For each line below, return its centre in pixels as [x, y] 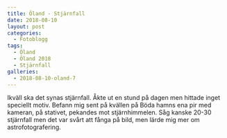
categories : [24, 33]
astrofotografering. [34, 127]
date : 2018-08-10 [32, 20]
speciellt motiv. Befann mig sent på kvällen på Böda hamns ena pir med [109, 105]
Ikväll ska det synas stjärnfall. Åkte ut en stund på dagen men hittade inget [114, 98]
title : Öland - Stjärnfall [46, 14]
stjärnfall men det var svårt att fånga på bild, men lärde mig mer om [103, 120]
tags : [15, 46]
